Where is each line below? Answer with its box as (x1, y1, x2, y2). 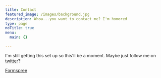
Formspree (5, 67, 28, 73)
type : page (5, 21, 28, 26)
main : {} (9, 35, 28, 40)
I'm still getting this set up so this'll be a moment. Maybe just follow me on (5, 52, 156, 58)
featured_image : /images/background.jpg (5, 12, 90, 17)
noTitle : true (5, 26, 35, 31)
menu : (5, 30, 16, 35)
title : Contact (5, 7, 37, 12)
